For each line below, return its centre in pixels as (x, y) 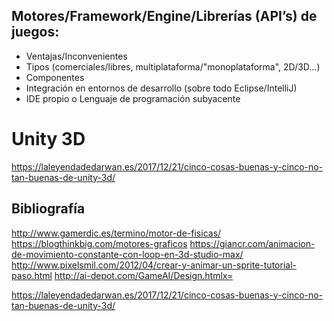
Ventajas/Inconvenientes (76, 56)
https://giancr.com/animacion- (252, 243)
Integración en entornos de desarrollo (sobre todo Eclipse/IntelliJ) (161, 88)
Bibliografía (48, 209)
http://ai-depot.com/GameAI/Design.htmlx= (144, 275)
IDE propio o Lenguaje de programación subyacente (133, 98)
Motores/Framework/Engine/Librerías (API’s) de (164, 16)
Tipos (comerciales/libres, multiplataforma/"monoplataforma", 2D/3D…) (173, 66)
